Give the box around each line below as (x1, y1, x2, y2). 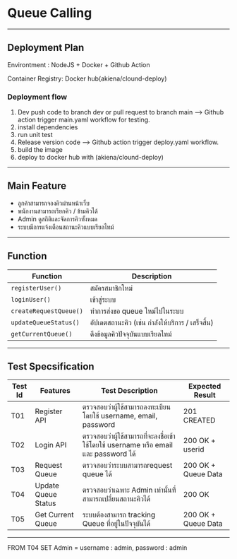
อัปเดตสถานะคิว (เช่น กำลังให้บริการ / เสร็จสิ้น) (90, 317, 214, 327)
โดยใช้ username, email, (82, 411, 158, 421)
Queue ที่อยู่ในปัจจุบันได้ (82, 519, 151, 529)
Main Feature (7, 180, 67, 192)
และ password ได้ (82, 449, 136, 459)
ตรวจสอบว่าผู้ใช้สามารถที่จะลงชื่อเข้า (82, 431, 176, 441)
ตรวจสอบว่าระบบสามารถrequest (82, 461, 173, 471)
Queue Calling (7, 5, 92, 21)
